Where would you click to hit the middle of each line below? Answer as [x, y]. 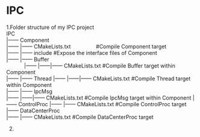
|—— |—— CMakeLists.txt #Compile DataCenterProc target [80, 117]
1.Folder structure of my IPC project [50, 27]
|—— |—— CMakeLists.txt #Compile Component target [86, 46]
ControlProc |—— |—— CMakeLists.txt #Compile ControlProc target [102, 104]
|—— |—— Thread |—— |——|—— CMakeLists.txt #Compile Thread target [98, 78]
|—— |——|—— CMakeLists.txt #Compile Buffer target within [100, 65]
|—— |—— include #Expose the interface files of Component [82, 53]
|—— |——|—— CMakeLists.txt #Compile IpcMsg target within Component [99, 98]
